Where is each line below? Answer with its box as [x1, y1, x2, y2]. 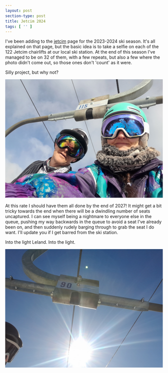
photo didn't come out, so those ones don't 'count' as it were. [5, 60, 132, 66]
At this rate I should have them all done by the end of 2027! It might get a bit [5, 203, 162, 209]
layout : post [5, 8, 32, 13]
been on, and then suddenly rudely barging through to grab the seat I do [5, 224, 154, 230]
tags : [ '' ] [5, 24, 32, 29]
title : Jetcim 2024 [5, 19, 46, 24]
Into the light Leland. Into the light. [5, 239, 76, 245]
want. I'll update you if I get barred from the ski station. [5, 230, 118, 236]
